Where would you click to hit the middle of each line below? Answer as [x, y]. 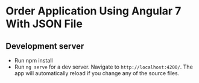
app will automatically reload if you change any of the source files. [97, 73]
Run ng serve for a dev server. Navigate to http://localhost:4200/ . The [104, 67]
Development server [45, 46]
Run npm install [33, 60]
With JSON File [44, 24]
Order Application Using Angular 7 [93, 11]
